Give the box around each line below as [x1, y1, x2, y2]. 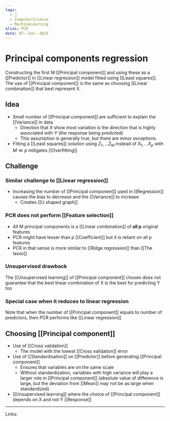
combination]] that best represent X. [5, 86, 81, 92]
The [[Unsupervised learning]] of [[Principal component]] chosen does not [5, 274, 161, 280]
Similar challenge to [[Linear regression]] [5, 177, 108, 184]
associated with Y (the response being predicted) [20, 130, 123, 136]
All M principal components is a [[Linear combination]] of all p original [12, 223, 158, 229]
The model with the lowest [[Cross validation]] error [20, 348, 128, 354]
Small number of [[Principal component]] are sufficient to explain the [12, 113, 156, 119]
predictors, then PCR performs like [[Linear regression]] [5, 315, 121, 321]
